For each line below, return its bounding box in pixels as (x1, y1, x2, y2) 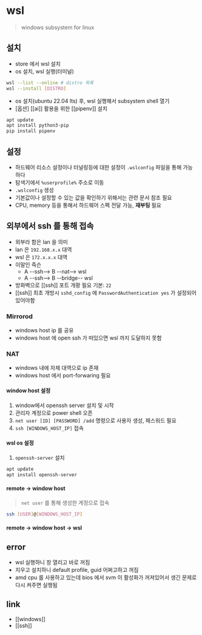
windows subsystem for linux (21, 24, 95, 31)
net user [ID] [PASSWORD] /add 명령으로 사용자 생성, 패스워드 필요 (15, 417, 177, 424)
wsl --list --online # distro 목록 (6, 79, 94, 86)
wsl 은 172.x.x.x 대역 (15, 253, 68, 261)
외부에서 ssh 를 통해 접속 (6, 221, 94, 231)
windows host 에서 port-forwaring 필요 (15, 372, 111, 379)
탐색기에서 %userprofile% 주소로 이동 (15, 178, 104, 186)
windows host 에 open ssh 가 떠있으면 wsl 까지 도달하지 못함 (15, 334, 162, 341)
